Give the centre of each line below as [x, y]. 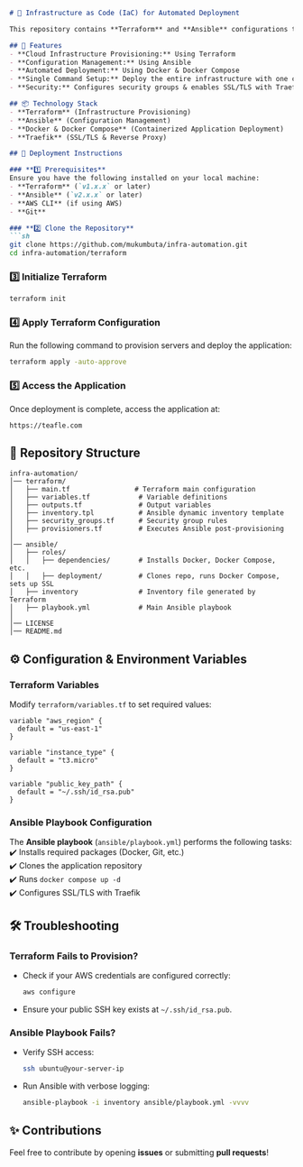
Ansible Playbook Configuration [81, 822]
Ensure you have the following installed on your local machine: [134, 179]
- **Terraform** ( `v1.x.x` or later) [80, 187]
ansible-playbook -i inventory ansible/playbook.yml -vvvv [136, 1103]
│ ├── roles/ [38, 553]
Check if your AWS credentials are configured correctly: [127, 976]
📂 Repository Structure [75, 453]
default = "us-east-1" [60, 729]
